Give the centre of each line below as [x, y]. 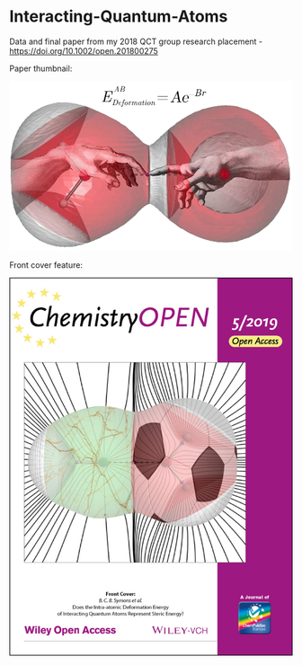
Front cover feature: [46, 265]
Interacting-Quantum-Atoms [119, 17]
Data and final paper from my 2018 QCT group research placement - [136, 41]
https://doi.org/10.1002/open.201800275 [84, 50]
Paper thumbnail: [41, 68]
